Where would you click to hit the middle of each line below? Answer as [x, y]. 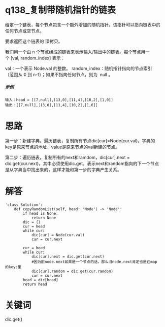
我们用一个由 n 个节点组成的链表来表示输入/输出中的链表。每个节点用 [75, 52]
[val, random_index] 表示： [38, 58]
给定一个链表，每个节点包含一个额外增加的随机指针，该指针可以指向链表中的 [83, 25]
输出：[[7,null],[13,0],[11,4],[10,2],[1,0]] [51, 105]
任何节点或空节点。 [25, 31]
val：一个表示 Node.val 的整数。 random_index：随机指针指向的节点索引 [79, 68]
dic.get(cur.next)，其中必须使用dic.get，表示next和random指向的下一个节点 [82, 163]
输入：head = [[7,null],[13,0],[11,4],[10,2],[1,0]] [59, 100]
